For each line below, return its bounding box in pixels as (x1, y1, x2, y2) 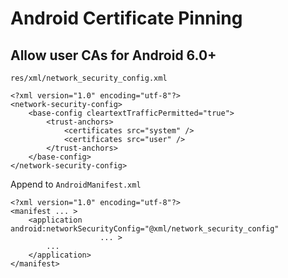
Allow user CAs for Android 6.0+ (10, 47, 217, 64)
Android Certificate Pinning (10, 7, 243, 30)
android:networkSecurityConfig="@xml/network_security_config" (10, 224, 280, 234)
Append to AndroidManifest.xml (10, 178, 142, 190)
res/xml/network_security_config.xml (10, 73, 168, 83)
